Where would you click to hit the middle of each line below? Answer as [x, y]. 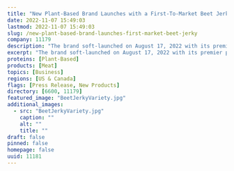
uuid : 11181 [24, 157]
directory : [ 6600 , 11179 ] [45, 91]
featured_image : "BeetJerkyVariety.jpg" [67, 98]
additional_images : [36, 105]
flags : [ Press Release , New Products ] [63, 85]
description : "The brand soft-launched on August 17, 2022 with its [109, 46]
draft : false [26, 137]
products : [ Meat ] [32, 66]
